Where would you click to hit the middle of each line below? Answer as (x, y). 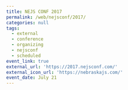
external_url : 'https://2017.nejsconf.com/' (62, 67)
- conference (28, 39)
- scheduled (26, 56)
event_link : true (28, 61)
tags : (13, 28)
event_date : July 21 (32, 78)
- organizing (28, 45)
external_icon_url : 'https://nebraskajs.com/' (65, 72)
